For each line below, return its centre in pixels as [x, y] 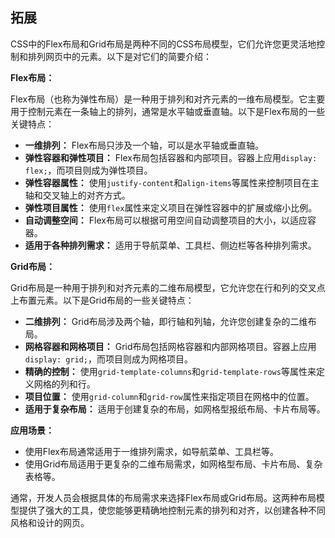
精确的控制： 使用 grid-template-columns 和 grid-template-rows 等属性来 [170, 371]
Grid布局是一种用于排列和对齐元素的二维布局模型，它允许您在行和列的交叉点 [168, 287]
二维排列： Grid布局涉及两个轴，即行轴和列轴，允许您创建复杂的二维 [166, 321]
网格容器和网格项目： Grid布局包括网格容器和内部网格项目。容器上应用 [170, 346]
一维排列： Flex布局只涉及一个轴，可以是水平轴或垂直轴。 [144, 145]
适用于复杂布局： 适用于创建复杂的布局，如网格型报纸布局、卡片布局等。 [175, 409]
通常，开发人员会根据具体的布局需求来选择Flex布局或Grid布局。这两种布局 [163, 497]
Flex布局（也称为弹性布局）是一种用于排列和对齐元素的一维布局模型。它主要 [168, 99]
